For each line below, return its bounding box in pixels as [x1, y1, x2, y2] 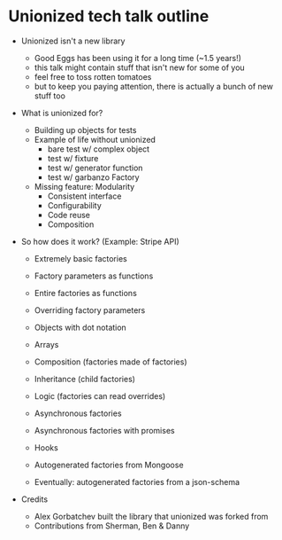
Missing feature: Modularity [34, 181, 135, 192]
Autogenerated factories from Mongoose [34, 459, 184, 470]
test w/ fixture [47, 153, 99, 163]
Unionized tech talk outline [8, 6, 210, 27]
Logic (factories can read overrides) [34, 390, 166, 401]
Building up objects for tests [34, 124, 137, 135]
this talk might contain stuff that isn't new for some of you [34, 62, 245, 73]
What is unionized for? [20, 107, 103, 118]
